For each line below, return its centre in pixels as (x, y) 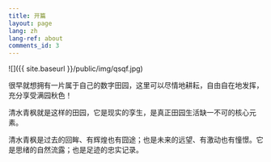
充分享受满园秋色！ (40, 96)
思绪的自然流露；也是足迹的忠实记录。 (79, 150)
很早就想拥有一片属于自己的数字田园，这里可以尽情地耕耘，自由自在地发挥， (136, 85)
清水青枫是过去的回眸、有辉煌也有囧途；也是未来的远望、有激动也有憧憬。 (132, 140)
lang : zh (23, 31)
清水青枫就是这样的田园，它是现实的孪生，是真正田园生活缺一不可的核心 (129, 113)
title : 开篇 (27, 16)
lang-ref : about (36, 38)
